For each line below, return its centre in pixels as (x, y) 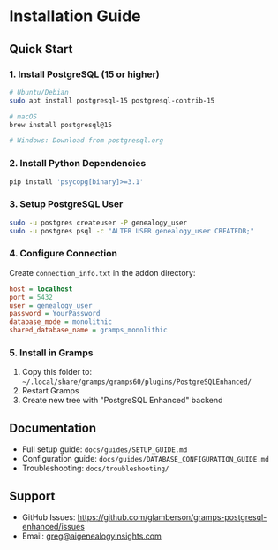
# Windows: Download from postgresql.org (86, 141)
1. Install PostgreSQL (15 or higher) (85, 74)
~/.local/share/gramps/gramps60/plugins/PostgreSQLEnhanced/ (137, 382)
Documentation (53, 428)
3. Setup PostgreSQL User (66, 204)
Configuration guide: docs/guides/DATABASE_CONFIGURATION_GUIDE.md (145, 459)
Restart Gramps (50, 391)
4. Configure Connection (63, 254)
